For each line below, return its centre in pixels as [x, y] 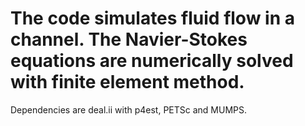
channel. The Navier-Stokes [129, 39]
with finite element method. [127, 82]
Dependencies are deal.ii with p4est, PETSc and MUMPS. [129, 109]
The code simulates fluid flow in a [152, 18]
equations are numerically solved [152, 61]
